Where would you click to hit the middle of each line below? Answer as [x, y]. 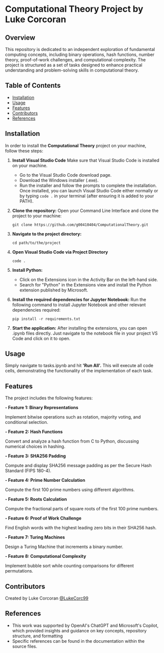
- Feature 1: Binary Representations [42, 408]
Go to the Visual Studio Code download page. [65, 175]
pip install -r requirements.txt [46, 319]
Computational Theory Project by [74, 9]
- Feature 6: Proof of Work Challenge [43, 518]
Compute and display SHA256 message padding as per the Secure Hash [78, 466]
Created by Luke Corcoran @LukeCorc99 [47, 598]
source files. [25, 646]
